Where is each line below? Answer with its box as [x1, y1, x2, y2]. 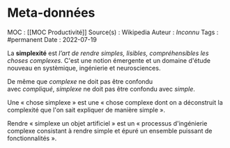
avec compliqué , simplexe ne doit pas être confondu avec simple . [7, 84, 195, 93]
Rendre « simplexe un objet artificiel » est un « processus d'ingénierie [7, 119, 208, 127]
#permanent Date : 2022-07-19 [7, 35, 98, 43]
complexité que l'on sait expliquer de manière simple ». [7, 105, 166, 114]
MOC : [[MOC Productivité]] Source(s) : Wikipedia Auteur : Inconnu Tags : [7, 28, 219, 36]
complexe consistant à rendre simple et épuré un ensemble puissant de [7, 126, 213, 135]
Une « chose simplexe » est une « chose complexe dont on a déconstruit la [7, 98, 223, 106]
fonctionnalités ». [7, 134, 57, 142]
